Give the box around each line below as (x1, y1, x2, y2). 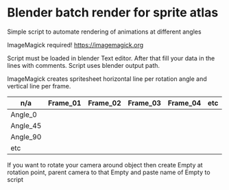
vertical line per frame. (7, 82, 71, 90)
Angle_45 (10, 121, 42, 130)
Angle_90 (10, 132, 42, 141)
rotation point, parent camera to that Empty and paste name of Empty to (7, 168, 210, 176)
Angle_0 (10, 110, 38, 119)
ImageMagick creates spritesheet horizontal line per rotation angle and (7, 74, 207, 83)
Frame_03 (128, 98, 161, 108)
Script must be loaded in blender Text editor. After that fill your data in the (7, 54, 215, 62)
